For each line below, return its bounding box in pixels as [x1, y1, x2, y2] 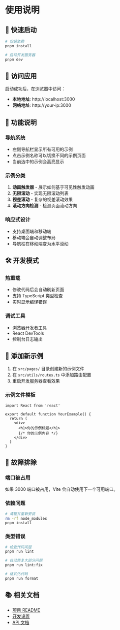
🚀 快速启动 [5, 26, 37, 34]
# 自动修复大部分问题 [5, 558, 43, 563]
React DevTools [12, 330, 44, 336]
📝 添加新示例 [5, 351, 43, 360]
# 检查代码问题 [5, 544, 32, 549]
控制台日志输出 [12, 336, 43, 342]
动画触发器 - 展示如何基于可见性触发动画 [12, 184, 95, 190]
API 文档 [12, 619, 30, 625]
